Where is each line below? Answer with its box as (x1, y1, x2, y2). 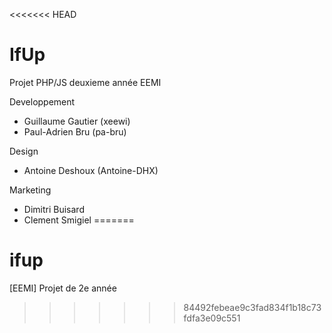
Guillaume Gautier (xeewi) (23, 115, 131, 127)
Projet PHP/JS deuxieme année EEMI (9, 76, 162, 88)
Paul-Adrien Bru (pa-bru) (23, 125, 127, 138)
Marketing (9, 184, 52, 196)
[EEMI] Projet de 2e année (9, 282, 117, 294)
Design (9, 145, 39, 157)
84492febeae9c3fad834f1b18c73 (183, 301, 322, 313)
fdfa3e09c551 (183, 312, 241, 324)
